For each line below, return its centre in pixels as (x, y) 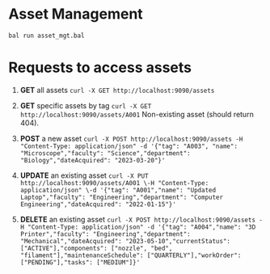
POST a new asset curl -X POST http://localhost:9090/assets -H (131, 138)
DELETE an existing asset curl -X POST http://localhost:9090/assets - (141, 219)
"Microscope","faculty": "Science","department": (105, 153)
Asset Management (76, 14)
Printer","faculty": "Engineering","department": (105, 234)
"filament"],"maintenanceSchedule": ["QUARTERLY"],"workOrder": (131, 255)
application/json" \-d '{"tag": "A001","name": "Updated (118, 190)
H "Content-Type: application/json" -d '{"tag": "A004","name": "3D (138, 227)
